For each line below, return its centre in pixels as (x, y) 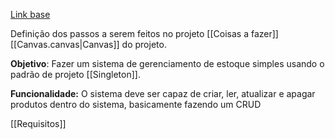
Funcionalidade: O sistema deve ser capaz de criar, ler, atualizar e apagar (163, 93)
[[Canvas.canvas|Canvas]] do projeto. (88, 44)
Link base (30, 14)
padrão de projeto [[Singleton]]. (75, 74)
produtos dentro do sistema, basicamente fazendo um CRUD (136, 104)
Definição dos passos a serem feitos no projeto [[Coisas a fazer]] (144, 33)
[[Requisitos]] (38, 123)
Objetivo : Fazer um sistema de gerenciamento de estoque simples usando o (167, 63)
